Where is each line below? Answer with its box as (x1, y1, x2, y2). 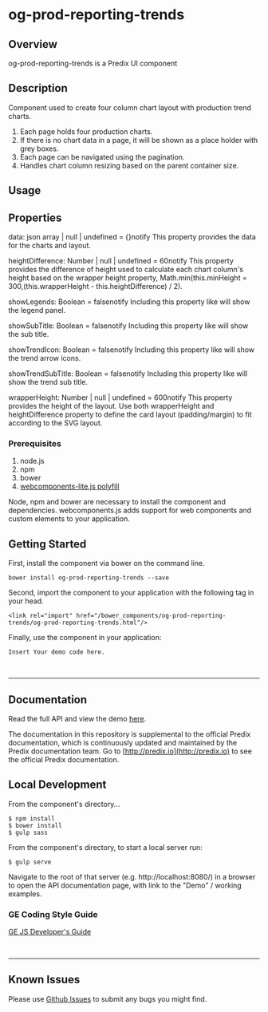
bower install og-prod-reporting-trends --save (8, 574, 170, 582)
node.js (19, 457, 45, 466)
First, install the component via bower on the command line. (8, 559, 205, 568)
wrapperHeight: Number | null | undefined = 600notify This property (8, 393, 233, 402)
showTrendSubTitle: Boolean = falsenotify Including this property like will (8, 369, 248, 378)
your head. (8, 596, 44, 606)
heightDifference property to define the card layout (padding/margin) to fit (8, 409, 253, 420)
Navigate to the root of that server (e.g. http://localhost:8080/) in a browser (8, 872, 256, 881)
